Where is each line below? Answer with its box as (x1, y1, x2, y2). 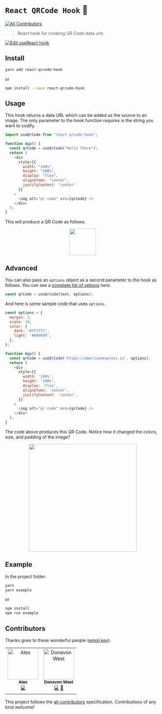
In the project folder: (5, 574, 47, 579)
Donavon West (44, 680, 74, 684)
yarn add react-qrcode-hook (5, 67, 63, 72)
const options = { (5, 310, 43, 315)
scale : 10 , (9, 319, 32, 324)
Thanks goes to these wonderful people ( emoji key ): (5, 638, 111, 643)
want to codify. (5, 123, 35, 129)
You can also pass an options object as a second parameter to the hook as (5, 277, 157, 283)
